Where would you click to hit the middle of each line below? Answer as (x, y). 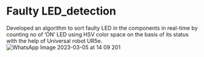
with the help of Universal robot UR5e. (54, 41)
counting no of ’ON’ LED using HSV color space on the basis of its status (98, 34)
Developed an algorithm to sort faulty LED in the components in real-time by (102, 28)
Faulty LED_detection (61, 11)
